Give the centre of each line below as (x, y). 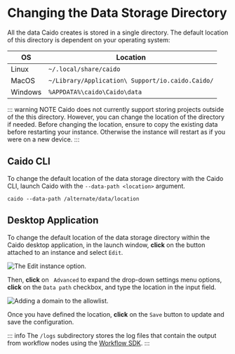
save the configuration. (41, 322)
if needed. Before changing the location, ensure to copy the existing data (113, 124)
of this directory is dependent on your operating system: (89, 39)
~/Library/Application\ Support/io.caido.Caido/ (131, 80)
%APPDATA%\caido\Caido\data (95, 92)
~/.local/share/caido (84, 69)
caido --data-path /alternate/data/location (73, 198)
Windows (26, 91)
